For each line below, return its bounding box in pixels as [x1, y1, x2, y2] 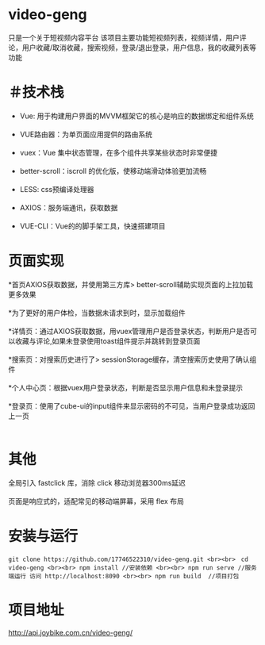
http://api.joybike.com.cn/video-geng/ [8, 628, 133, 637]
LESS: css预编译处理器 [19, 184, 94, 194]
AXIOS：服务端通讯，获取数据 [19, 202, 118, 212]
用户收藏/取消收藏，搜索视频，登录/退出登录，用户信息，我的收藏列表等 [21, 42, 257, 52]
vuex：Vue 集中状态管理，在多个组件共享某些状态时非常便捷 [19, 148, 218, 157]
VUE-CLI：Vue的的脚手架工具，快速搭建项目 [19, 221, 166, 231]
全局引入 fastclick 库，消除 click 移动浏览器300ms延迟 [8, 478, 186, 487]
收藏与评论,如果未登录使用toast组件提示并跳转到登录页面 [14, 336, 201, 346]
